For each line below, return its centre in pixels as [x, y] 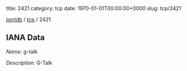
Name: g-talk [22, 51]
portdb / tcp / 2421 [29, 19]
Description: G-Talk [29, 62]
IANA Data [25, 38]
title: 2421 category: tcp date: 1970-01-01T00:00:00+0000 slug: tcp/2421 [94, 8]
